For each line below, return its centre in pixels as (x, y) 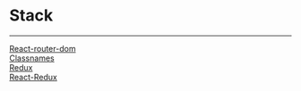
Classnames (32, 58)
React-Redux (34, 77)
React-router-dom (43, 48)
